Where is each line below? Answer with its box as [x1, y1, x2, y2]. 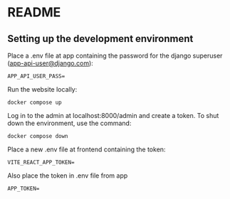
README [7, 4, 61, 21]
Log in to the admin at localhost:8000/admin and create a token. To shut [7, 112, 219, 119]
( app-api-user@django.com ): [7, 59, 94, 68]
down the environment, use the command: [7, 119, 132, 127]
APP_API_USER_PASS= [7, 72, 66, 80]
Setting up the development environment [7, 33, 194, 45]
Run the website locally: [7, 85, 78, 93]
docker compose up [7, 99, 62, 106]
